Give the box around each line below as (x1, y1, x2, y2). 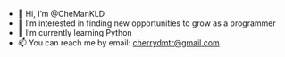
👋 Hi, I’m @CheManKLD (17, 9, 105, 19)
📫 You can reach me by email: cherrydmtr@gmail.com (17, 37, 221, 48)
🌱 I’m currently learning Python (17, 28, 132, 37)
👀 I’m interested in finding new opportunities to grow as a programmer (17, 18, 276, 28)
